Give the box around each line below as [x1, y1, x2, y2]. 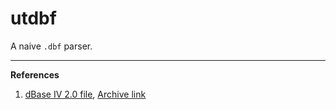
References [10, 68, 60, 81]
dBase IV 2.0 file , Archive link [24, 88, 147, 100]
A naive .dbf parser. [10, 40, 93, 52]
